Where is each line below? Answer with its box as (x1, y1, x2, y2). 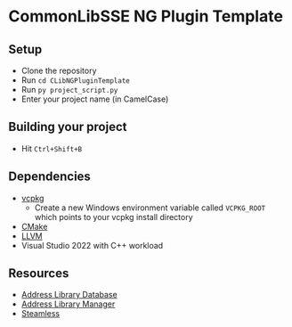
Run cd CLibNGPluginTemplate (20, 75, 130, 86)
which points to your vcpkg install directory (34, 211, 193, 222)
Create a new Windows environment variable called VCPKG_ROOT (34, 202, 266, 213)
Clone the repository (20, 65, 97, 76)
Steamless (20, 308, 60, 319)
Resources (8, 266, 69, 282)
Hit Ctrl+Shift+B (20, 143, 83, 153)
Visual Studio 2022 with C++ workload (20, 240, 164, 250)
